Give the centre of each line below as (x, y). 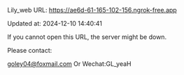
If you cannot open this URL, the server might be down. (87, 37)
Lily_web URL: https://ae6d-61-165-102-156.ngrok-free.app (92, 10)
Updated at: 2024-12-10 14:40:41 (55, 23)
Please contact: (30, 50)
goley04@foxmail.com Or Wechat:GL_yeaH (69, 64)
